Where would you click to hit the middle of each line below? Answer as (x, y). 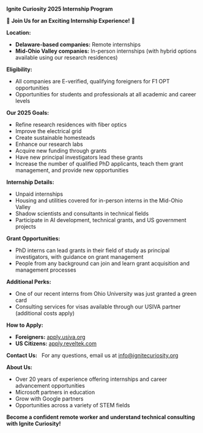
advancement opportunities (50, 385)
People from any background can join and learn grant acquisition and (102, 263)
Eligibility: (19, 69)
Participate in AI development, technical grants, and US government (101, 220)
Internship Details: (30, 182)
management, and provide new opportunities (72, 170)
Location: (19, 33)
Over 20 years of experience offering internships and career (91, 379)
